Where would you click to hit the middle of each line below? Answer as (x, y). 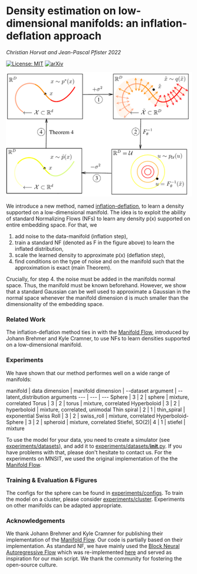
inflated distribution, (39, 249)
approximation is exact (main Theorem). (63, 268)
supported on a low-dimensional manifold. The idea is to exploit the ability (96, 212)
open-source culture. (32, 565)
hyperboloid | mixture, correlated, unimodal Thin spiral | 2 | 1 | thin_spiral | (96, 409)
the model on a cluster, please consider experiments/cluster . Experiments (95, 499)
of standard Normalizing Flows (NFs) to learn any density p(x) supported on (98, 219)
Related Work (26, 319)
